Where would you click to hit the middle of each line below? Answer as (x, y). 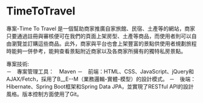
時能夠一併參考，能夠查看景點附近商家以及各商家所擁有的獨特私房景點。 (96, 51)
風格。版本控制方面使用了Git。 (44, 94)
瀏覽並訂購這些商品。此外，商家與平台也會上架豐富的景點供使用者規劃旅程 (104, 43)
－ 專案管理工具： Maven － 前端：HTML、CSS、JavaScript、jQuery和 (100, 71)
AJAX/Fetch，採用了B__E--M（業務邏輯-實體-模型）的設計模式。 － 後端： (101, 79)
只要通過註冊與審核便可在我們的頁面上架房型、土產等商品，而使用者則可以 (99, 36)
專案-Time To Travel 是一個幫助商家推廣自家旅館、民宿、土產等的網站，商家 (101, 28)
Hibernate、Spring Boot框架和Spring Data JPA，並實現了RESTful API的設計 (100, 86)
